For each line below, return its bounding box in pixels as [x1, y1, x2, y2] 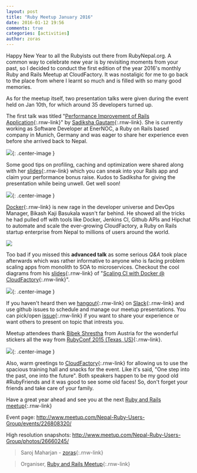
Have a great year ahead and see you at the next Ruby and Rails [6, 396, 162, 403]
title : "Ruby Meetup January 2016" [6, 14, 94, 20]
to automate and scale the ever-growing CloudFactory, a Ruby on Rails [6, 222, 178, 229]
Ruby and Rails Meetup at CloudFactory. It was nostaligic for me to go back [6, 71, 188, 78]
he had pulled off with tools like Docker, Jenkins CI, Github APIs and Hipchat [6, 216, 191, 223]
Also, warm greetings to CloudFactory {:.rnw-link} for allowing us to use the [6, 360, 188, 366]
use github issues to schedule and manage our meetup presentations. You [6, 306, 186, 313]
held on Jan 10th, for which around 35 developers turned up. [6, 101, 153, 108]
